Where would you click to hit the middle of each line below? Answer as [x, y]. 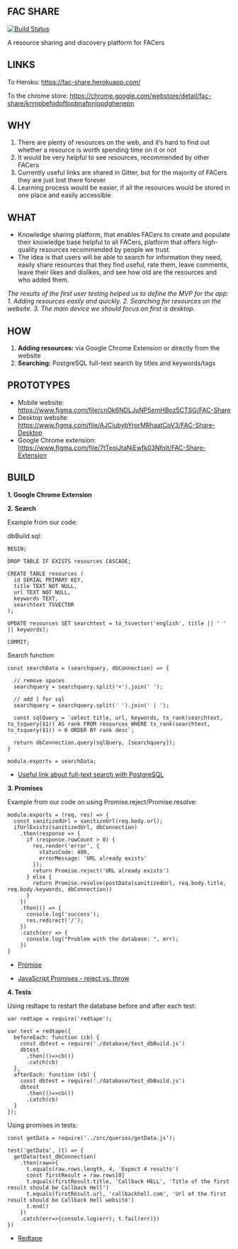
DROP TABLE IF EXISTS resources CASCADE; [69, 561]
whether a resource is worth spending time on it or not [97, 150]
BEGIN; [17, 549]
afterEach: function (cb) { [55, 1075]
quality [28, 250]
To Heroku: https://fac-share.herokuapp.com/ [74, 82]
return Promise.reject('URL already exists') [101, 871]
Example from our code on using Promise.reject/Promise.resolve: [102, 801]
